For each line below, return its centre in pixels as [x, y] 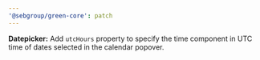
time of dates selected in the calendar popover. [86, 47]
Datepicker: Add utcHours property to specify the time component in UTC [130, 38]
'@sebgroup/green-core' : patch [61, 16]
